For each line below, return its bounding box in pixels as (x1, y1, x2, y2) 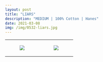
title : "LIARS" (5, 12, 36, 17)
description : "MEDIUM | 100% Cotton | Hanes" (5, 16, 99, 21)
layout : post (5, 7, 32, 12)
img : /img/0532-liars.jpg (5, 25, 57, 30)
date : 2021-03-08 (5, 21, 40, 26)
